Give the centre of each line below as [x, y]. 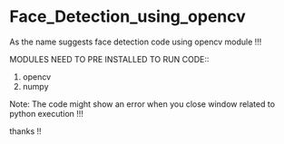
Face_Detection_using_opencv [128, 17]
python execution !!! [47, 113]
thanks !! [26, 131]
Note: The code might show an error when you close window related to [142, 104]
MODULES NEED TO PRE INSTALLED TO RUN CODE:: [109, 59]
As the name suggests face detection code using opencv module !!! [136, 42]
